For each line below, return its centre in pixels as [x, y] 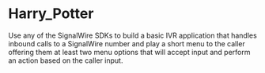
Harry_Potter [51, 14]
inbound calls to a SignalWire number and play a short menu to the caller [127, 43]
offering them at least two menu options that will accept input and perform [129, 52]
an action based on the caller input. [66, 60]
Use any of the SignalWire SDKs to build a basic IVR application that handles [132, 35]
